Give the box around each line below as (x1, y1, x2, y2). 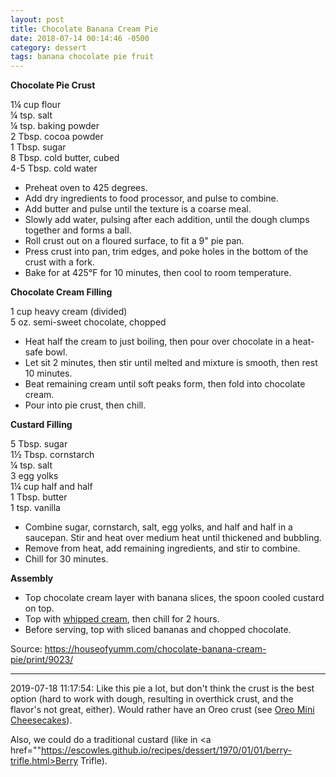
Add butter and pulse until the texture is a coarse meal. (24, 203, 252, 215)
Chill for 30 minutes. (24, 553, 109, 565)
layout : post (10, 14, 65, 25)
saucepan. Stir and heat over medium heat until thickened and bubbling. (24, 532, 322, 544)
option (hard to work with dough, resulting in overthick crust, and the (10, 693, 294, 705)
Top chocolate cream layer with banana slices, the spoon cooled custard (24, 592, 325, 604)
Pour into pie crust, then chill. (24, 399, 147, 411)
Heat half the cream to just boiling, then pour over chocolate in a (24, 336, 291, 348)
